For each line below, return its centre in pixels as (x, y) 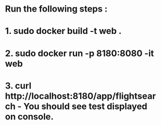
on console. (29, 117)
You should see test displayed (86, 106)
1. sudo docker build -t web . (63, 31)
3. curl (18, 86)
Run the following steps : (56, 9)
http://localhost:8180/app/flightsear (80, 96)
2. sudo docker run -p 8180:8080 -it (80, 53)
